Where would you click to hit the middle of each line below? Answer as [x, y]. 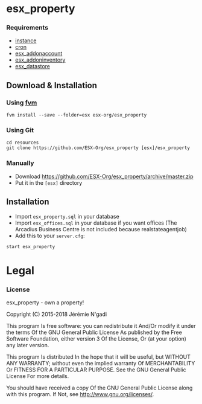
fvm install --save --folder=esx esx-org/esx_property [77, 115]
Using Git [20, 130]
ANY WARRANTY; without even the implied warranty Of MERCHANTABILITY [101, 364]
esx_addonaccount [39, 54]
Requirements [27, 28]
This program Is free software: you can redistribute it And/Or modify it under [101, 326]
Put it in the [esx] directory [49, 182]
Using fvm [22, 103]
